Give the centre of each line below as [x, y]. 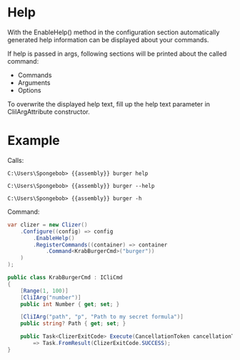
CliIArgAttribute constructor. [49, 111]
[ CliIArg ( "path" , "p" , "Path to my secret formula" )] [102, 317]
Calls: [16, 160]
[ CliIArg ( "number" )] [51, 297]
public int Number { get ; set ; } [70, 304]
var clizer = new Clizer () [47, 225]
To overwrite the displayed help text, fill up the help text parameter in [109, 104]
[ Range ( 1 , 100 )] [45, 291]
